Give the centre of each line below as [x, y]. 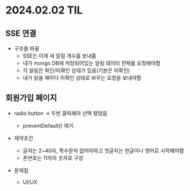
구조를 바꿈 [27, 48]
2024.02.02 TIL [44, 10]
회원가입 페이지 [31, 98]
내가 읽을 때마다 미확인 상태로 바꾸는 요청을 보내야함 [82, 78]
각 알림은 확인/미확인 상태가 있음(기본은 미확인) [76, 70]
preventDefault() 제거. [49, 125]
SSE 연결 [21, 33]
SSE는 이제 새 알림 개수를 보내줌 [60, 56]
